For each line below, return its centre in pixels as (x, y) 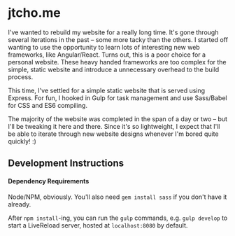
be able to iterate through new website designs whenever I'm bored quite (113, 134)
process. (21, 77)
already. (20, 204)
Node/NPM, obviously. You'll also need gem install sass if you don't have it (117, 197)
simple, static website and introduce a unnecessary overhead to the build (114, 69)
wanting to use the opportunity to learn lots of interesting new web (104, 47)
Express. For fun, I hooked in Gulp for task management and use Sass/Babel (117, 98)
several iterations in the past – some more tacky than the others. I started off (118, 39)
